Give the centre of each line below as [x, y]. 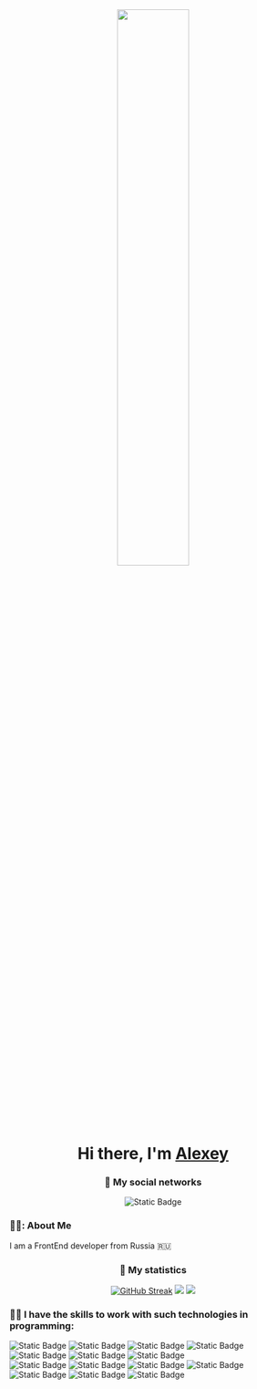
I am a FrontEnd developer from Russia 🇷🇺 [90, 1246]
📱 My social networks [153, 1183]
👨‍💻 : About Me [41, 1226]
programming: [42, 1326]
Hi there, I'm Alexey [153, 1154]
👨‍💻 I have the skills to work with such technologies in [129, 1315]
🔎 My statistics [153, 1269]
